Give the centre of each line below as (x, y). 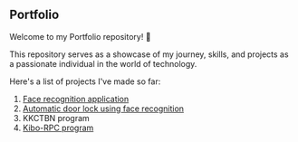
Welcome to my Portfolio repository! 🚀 (80, 36)
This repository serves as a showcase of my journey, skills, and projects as (149, 54)
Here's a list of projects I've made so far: (85, 81)
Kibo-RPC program (58, 128)
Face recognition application (76, 99)
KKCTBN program (56, 118)
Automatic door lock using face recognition (103, 109)
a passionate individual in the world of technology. (103, 63)
